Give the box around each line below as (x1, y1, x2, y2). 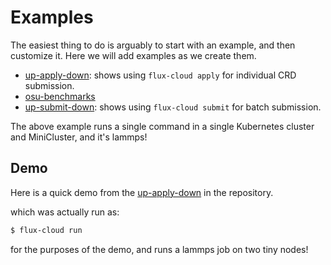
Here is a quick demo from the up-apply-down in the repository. (10, 186, 274, 198)
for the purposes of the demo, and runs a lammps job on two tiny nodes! (10, 243, 309, 255)
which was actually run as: (10, 206, 120, 218)
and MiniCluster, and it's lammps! (10, 131, 148, 143)
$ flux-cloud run (10, 225, 83, 235)
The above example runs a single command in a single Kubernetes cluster (10, 120, 315, 132)
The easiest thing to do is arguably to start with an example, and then (10, 39, 296, 51)
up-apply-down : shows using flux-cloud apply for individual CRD (24, 69, 297, 81)
